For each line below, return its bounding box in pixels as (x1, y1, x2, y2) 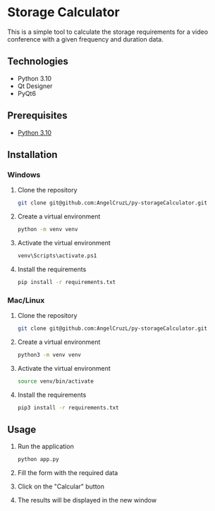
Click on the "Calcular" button (17, 482, 104, 491)
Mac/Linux (7, 295, 45, 305)
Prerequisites (7, 110, 68, 122)
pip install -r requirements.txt (17, 278, 116, 285)
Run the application (17, 442, 74, 451)
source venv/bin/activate (17, 378, 94, 385)
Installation (7, 149, 58, 161)
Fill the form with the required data (17, 469, 118, 477)
